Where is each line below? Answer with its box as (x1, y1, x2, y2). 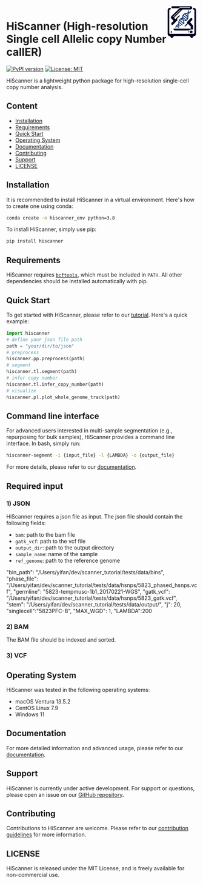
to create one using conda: (6, 202, 74, 210)
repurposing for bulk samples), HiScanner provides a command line (6, 434, 175, 441)
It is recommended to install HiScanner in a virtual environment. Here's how (6, 196, 195, 203)
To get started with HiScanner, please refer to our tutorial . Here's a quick (6, 311, 188, 318)
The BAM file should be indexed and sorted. (6, 636, 116, 643)
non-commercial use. (6, 871, 59, 879)
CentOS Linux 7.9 (15, 704, 59, 711)
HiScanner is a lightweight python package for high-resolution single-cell (6, 77, 189, 84)
